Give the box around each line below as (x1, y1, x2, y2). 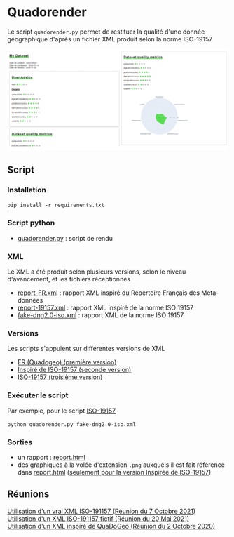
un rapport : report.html (17, 453, 85, 461)
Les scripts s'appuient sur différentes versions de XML (7, 345, 165, 353)
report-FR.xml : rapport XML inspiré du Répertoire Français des (17, 289, 200, 297)
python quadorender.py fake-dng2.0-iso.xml (7, 420, 137, 428)
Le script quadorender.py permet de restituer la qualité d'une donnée (7, 27, 205, 36)
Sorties (7, 437, 33, 446)
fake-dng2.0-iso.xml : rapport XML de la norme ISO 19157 (17, 311, 184, 319)
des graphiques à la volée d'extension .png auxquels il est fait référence (17, 460, 226, 469)
